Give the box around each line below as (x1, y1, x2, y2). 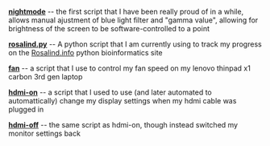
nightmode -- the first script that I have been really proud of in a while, (8, 7, 244, 16)
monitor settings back (8, 128, 81, 138)
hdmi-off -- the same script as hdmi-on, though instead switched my (8, 120, 239, 129)
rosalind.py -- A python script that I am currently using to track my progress (8, 39, 262, 49)
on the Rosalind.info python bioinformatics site (8, 48, 163, 57)
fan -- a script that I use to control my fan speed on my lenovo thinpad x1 (8, 63, 251, 73)
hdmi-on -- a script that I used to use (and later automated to (8, 87, 212, 97)
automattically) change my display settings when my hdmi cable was (8, 96, 237, 105)
